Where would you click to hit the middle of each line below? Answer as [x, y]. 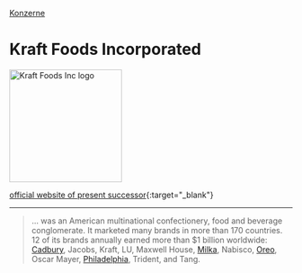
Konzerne [27, 13]
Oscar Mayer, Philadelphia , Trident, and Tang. [115, 259]
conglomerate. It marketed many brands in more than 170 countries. [157, 230]
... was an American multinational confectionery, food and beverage [157, 221]
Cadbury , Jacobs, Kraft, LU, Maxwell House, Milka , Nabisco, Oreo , [154, 249]
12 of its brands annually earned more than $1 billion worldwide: [149, 240]
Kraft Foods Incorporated [106, 50]
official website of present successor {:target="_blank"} [111, 195]
